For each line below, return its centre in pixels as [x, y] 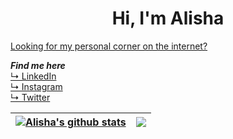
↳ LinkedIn [33, 76]
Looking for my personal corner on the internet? [109, 46]
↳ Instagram [36, 86]
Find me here [38, 65]
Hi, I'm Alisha [168, 18]
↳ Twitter [30, 97]
